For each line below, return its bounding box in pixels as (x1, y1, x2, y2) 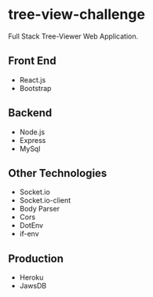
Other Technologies (8, 167, 107, 180)
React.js (19, 75, 46, 84)
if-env (19, 229, 39, 239)
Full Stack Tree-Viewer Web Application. (8, 31, 139, 41)
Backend (8, 106, 53, 119)
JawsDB (19, 281, 47, 291)
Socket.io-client (19, 196, 71, 205)
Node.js (19, 127, 46, 137)
